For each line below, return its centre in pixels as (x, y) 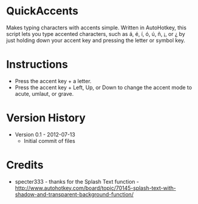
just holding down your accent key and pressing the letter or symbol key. (96, 40)
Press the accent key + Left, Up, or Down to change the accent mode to (103, 87)
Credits (25, 165)
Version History (46, 118)
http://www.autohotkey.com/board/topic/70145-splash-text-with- (95, 188)
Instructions (37, 65)
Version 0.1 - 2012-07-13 (45, 134)
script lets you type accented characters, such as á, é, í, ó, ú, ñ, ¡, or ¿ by (96, 34)
